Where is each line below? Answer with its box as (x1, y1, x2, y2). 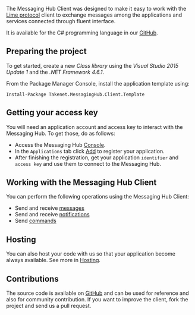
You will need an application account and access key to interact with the (6, 123, 183, 130)
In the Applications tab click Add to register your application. (14, 147, 165, 155)
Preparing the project (6, 46, 87, 56)
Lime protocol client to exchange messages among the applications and (6, 11, 183, 18)
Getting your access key (6, 108, 98, 118)
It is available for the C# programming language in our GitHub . (6, 29, 159, 36)
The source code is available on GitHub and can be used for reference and (6, 289, 189, 297)
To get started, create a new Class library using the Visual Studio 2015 (6, 62, 179, 69)
